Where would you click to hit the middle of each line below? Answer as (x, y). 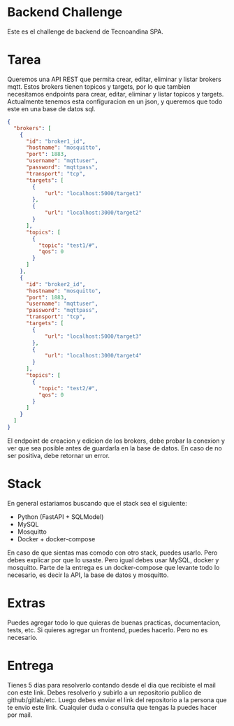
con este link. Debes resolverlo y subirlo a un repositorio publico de (104, 692)
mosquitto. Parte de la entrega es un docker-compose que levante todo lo (114, 567)
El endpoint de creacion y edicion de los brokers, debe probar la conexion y (116, 441)
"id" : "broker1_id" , (56, 141)
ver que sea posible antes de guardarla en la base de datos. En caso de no (115, 448)
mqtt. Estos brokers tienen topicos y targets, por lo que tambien (99, 86)
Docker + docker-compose (56, 539)
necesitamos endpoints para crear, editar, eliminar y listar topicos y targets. (116, 94)
